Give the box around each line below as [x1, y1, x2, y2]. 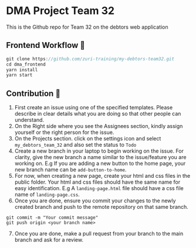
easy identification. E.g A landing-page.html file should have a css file [14, 185, 184, 192]
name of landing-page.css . [14, 191, 80, 198]
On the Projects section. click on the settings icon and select [14, 135, 161, 142]
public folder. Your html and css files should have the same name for [14, 178, 181, 185]
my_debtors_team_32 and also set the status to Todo [14, 142, 137, 149]
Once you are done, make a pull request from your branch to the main [14, 230, 184, 237]
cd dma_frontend [6, 61, 46, 67]
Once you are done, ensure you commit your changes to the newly [14, 197, 176, 204]
